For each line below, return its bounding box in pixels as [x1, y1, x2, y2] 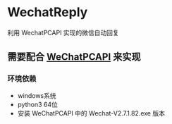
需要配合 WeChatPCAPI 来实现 [7, 51, 141, 63]
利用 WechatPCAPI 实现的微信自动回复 [7, 28, 120, 37]
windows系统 [17, 91, 56, 99]
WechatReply [7, 4, 88, 20]
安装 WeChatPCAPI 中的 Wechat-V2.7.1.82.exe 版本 [17, 108, 166, 117]
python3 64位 [17, 100, 59, 108]
